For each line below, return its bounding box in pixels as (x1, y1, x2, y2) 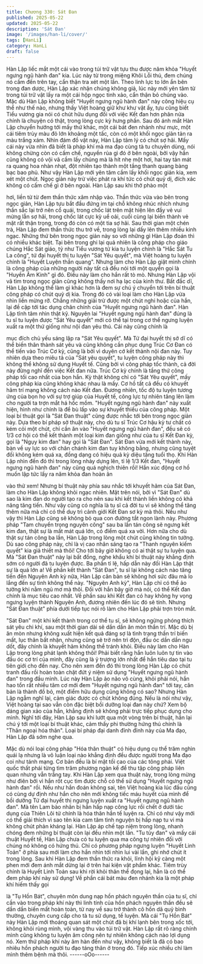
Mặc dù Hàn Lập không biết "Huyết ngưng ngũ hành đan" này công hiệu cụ (6, 97, 195, 105)
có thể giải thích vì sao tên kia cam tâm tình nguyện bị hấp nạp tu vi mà (6, 816, 184, 823)
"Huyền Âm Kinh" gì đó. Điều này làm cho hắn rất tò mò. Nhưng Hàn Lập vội (6, 271, 196, 278)
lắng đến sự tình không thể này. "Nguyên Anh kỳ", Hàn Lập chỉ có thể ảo (6, 579, 187, 586)
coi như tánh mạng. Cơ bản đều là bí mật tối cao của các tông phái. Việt (6, 758, 185, 765)
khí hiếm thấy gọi (6, 881, 50, 888)
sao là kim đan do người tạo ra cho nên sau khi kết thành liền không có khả (6, 495, 193, 502)
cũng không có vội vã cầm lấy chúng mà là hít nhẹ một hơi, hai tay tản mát (6, 156, 192, 163)
